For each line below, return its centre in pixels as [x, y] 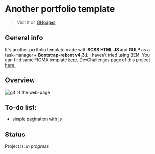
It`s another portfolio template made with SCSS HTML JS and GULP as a [77, 49]
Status [15, 134]
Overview [20, 81]
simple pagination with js [37, 119]
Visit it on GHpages [36, 22]
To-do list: [21, 107]
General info [24, 38]
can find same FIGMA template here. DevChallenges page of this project [77, 60]
